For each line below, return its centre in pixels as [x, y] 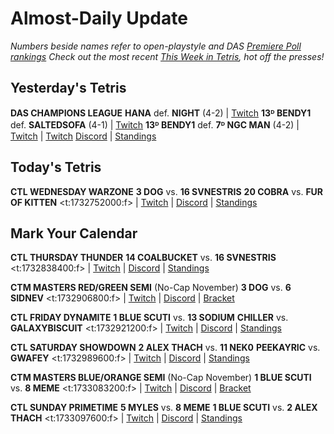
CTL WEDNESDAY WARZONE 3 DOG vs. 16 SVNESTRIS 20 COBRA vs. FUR [167, 191]
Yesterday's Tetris [68, 88]
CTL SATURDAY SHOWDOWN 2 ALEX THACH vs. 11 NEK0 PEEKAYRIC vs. [165, 348]
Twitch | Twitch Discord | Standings [83, 136]
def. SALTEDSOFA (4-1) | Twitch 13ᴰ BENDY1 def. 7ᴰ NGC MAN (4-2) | [155, 124]
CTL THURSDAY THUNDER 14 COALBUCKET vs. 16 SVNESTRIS [143, 258]
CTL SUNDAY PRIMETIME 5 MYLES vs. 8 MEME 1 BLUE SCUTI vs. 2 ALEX [164, 408]
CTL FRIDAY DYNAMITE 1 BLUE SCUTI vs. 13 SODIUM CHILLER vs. [149, 318]
